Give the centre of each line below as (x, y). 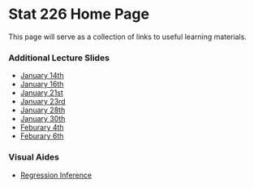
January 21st (41, 93)
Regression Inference (56, 175)
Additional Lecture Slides (59, 58)
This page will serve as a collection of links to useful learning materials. (128, 37)
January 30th (43, 119)
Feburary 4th (42, 128)
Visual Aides (34, 157)
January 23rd (43, 102)
